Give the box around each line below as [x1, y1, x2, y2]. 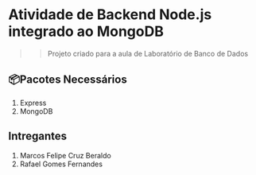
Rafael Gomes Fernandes [19, 159, 103, 169]
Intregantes [8, 130, 68, 143]
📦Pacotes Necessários [8, 73, 127, 87]
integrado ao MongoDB [8, 22, 165, 41]
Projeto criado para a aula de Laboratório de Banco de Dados [47, 49, 249, 58]
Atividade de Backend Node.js [8, 6, 212, 24]
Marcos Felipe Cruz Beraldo [19, 150, 111, 160]
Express [19, 98, 47, 107]
